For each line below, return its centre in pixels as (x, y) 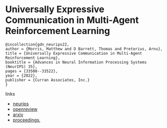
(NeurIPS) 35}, (21, 67)
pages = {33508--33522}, (32, 71)
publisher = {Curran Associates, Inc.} (48, 80)
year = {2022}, (21, 75)
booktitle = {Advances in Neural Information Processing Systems (76, 62)
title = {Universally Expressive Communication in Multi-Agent (74, 53)
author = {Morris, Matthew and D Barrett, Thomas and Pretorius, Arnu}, (84, 49)
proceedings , (26, 120)
